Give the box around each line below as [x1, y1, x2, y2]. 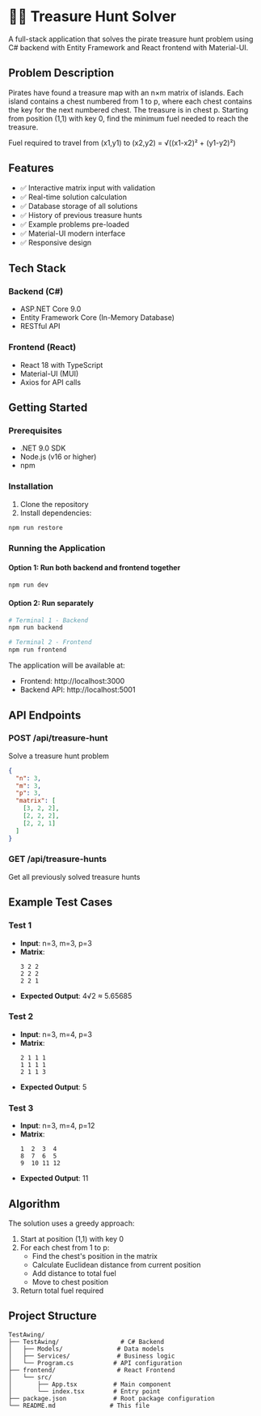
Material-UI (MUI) [19, 369, 79, 378]
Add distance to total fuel [32, 1268, 117, 1278]
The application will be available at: [8, 660, 125, 671]
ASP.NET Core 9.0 [19, 304, 82, 314]
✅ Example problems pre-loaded [19, 219, 129, 229]
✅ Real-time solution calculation [19, 192, 128, 202]
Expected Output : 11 [19, 1174, 89, 1184]
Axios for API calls [19, 377, 82, 387]
